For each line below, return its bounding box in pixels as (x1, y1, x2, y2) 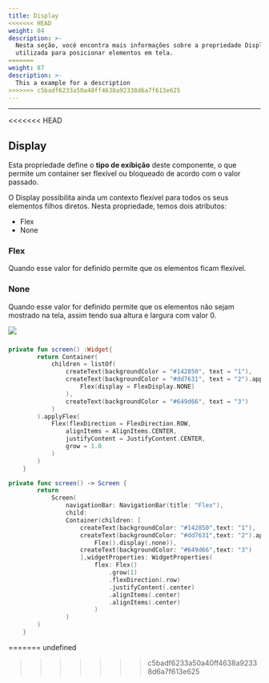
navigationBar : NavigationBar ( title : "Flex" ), (65, 502, 224, 510)
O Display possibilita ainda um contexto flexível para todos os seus (8, 193, 229, 203)
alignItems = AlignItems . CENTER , (65, 427, 178, 435)
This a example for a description (15, 79, 130, 87)
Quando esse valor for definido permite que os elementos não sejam (8, 301, 235, 311)
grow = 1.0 (65, 443, 102, 451)
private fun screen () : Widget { (8, 346, 113, 354)
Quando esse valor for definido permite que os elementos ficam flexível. (8, 264, 247, 273)
